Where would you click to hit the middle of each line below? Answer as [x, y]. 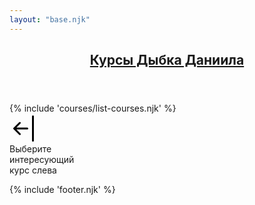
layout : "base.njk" [50, 19]
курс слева [33, 170]
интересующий [42, 160]
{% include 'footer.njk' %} [62, 190]
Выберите [30, 149]
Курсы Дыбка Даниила [167, 60]
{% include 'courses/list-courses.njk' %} [93, 108]
